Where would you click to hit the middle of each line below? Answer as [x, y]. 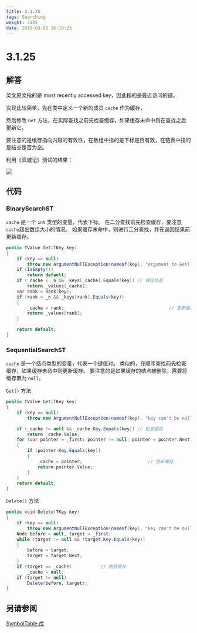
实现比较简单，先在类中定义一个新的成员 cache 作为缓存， [76, 108]
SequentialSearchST [36, 350]
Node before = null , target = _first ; [64, 534]
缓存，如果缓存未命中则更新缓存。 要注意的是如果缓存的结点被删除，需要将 [97, 371]
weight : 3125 [22, 22]
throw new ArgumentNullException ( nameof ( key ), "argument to [102, 264]
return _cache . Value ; [54, 434]
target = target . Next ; [55, 556]
